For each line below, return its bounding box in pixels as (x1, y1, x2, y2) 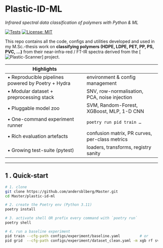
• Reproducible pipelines (7, 74, 64, 80)
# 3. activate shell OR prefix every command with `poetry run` (5, 216, 138, 221)
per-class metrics (86, 135, 128, 142)
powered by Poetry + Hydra (7, 79, 71, 86)
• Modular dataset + (7, 88, 53, 95)
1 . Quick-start (5, 172, 49, 180)
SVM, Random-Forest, (86, 101, 138, 108)
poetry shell (5, 220, 32, 225)
